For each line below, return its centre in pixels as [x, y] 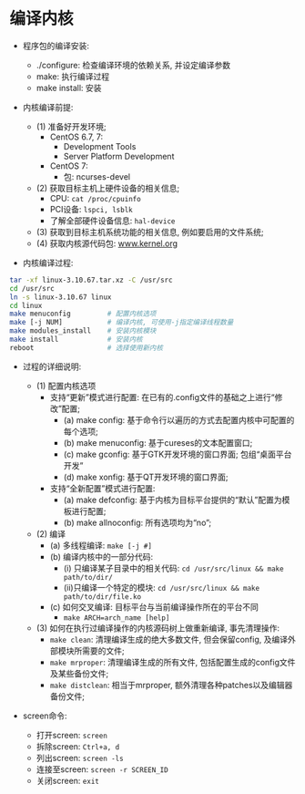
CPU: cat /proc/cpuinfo [95, 198]
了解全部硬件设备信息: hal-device [112, 221]
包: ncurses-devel [97, 176]
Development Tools [100, 146]
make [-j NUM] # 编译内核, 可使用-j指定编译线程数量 [122, 323]
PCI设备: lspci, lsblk [91, 209]
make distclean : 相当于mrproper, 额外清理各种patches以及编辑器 [171, 685]
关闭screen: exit [68, 780]
